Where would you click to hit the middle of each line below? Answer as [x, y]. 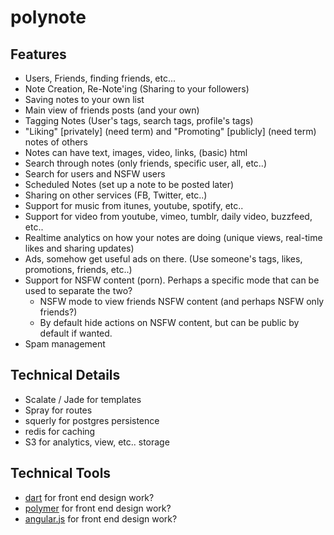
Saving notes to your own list [84, 99]
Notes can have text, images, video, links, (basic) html [136, 152]
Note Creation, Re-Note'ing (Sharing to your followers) [137, 89]
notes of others [56, 142]
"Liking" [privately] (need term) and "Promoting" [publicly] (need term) [170, 131]
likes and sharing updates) [79, 248]
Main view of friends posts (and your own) [112, 110]
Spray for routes [58, 410]
